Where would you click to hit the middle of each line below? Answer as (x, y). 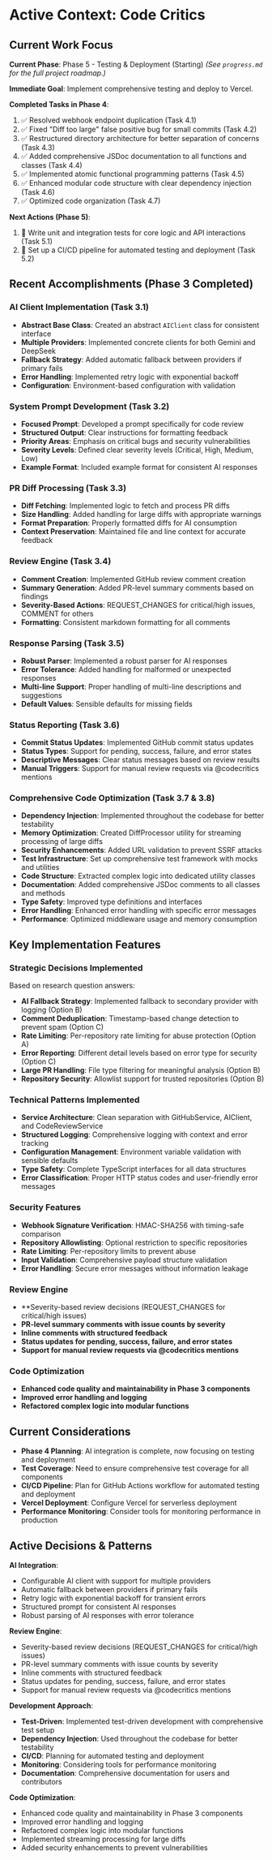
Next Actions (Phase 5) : (50, 217)
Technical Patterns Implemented (74, 1100)
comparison (41, 1234)
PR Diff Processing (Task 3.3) (68, 488)
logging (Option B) (52, 1010)
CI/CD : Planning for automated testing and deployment (113, 1755)
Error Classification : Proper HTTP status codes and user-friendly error (139, 1178)
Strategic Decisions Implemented (76, 967)
